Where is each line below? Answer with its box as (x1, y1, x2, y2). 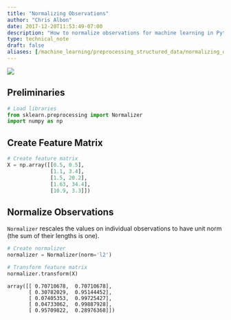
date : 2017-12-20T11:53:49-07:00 (7, 23, 103, 30)
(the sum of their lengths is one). (7, 232, 100, 240)
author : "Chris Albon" (7, 17, 72, 23)
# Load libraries (7, 105, 57, 112)
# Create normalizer (7, 245, 67, 252)
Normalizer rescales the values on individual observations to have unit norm (7, 224, 222, 233)
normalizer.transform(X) (7, 270, 78, 277)
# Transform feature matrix (7, 264, 88, 270)
